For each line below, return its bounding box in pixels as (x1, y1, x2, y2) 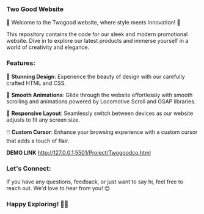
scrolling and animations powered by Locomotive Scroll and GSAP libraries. (6, 97, 196, 105)
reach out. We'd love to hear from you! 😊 (6, 184, 111, 191)
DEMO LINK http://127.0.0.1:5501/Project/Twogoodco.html (6, 149, 151, 156)
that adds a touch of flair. (6, 137, 70, 144)
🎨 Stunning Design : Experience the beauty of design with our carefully (6, 73, 185, 80)
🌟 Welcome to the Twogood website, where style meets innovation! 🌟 (6, 19, 181, 26)
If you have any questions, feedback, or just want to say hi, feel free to (6, 178, 184, 185)
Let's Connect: (6, 164, 51, 172)
